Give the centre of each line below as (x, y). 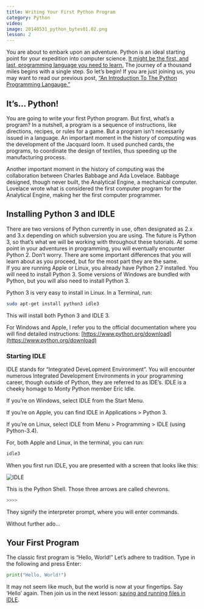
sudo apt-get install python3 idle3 (53, 304)
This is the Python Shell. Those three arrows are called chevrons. (88, 489)
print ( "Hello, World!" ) (37, 575)
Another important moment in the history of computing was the (86, 169)
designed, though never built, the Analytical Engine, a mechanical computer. (102, 182)
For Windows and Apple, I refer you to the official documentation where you (101, 327)
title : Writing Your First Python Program (61, 12)
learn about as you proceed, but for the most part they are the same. (92, 261)
